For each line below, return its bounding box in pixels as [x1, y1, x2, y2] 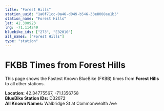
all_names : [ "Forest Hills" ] [5, 34, 64, 39]
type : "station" [5, 39, 38, 44]
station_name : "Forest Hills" [5, 16, 67, 21]
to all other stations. [5, 80, 45, 86]
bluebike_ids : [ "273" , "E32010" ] [5, 30, 73, 34]
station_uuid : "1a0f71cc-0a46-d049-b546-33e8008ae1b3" [5, 12, 119, 16]
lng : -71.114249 [5, 25, 38, 30]
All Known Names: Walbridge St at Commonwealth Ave [5, 100, 117, 106]
